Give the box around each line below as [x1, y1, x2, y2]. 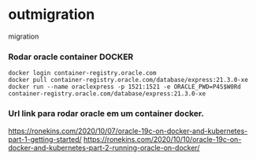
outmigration [8, 6, 95, 24]
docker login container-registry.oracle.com [8, 69, 157, 77]
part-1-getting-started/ [8, 134, 83, 143]
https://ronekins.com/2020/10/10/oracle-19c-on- [83, 134, 242, 143]
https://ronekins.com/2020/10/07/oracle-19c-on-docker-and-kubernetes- [8, 126, 248, 136]
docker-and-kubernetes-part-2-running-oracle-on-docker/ [8, 143, 200, 152]
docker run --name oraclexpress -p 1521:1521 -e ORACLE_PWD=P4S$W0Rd [8, 83, 242, 91]
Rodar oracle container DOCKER [8, 51, 134, 62]
